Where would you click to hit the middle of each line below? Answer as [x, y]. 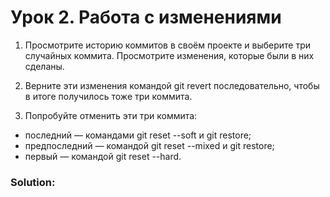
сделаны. [44, 66]
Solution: [33, 182]
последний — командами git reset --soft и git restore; [138, 135]
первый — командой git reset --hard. [103, 156]
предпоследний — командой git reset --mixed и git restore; [149, 145]
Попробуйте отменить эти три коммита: [111, 115]
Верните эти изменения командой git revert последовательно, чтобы [172, 85]
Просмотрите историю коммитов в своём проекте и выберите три [168, 45]
